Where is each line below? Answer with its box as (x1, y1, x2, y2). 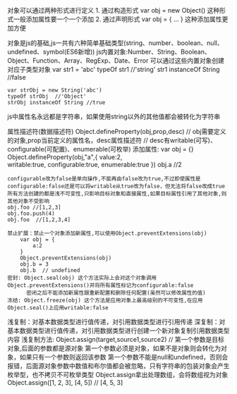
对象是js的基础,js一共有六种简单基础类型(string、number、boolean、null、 (7, 39, 224, 47)
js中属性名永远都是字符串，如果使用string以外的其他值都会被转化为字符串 (7, 112, 221, 121)
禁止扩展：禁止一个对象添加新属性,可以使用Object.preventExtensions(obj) (7, 230, 207, 237)
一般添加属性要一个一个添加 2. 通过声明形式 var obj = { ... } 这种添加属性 (13, 15, 222, 23)
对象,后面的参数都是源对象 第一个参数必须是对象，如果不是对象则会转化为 (7, 344, 221, 352)
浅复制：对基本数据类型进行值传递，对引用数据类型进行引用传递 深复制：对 (7, 318, 226, 326)
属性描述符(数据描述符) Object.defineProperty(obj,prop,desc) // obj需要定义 (7, 128, 226, 135)
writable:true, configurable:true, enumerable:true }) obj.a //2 (7, 161, 182, 168)
